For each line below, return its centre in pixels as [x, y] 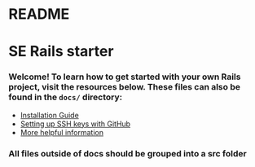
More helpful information [62, 132]
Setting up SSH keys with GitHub [75, 124]
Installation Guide [49, 115]
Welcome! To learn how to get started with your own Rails [125, 77]
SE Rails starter [61, 52]
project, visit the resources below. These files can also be [124, 87]
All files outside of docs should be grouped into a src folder [127, 153]
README [39, 14]
